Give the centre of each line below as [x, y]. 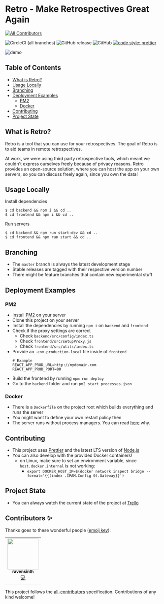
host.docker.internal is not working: [57, 466]
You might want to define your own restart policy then [67, 418]
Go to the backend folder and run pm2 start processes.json [72, 383]
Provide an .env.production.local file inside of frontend [69, 351]
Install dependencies [26, 201]
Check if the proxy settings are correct [51, 331]
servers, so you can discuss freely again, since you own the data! [71, 174]
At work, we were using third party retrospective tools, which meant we [78, 158]
